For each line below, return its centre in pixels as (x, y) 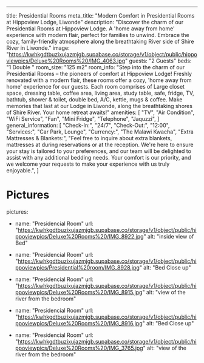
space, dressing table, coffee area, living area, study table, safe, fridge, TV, (100, 93)
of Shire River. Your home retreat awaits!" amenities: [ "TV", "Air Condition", (100, 112)
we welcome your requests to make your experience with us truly (88, 164)
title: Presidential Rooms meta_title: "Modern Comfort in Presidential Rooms (100, 15)
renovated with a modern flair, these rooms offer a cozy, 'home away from (99, 80)
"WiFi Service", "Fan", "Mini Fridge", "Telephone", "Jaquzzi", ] (83, 119)
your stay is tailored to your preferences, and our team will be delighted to (99, 151)
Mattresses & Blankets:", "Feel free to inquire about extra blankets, (89, 138)
